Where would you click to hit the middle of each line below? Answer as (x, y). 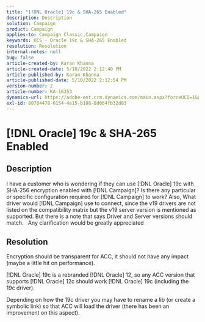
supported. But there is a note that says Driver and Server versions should (99, 216)
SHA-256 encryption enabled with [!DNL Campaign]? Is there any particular (101, 190)
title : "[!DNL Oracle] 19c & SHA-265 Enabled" (67, 12)
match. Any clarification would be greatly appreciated (75, 223)
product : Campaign (30, 29)
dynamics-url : (24, 97)
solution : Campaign (31, 23)
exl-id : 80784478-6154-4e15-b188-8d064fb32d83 (67, 103)
